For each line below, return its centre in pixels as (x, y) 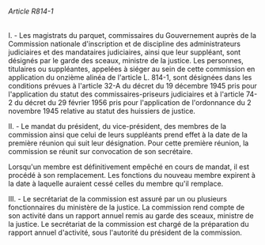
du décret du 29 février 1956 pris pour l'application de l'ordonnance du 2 (133, 103)
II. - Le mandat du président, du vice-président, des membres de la (117, 126)
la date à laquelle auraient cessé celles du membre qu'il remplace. (116, 184)
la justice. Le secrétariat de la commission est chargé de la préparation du (129, 224)
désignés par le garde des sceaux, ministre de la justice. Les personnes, (126, 61)
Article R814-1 (31, 11)
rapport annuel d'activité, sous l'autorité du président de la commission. (125, 232)
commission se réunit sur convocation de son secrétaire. (100, 152)
